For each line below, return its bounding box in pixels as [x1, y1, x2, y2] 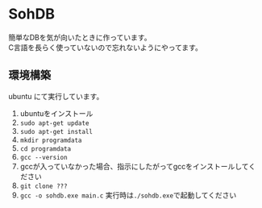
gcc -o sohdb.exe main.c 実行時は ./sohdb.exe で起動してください [19, 190, 237, 200]
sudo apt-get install [19, 127, 93, 135]
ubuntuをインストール [19, 108, 94, 118]
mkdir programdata [19, 136, 82, 144]
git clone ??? [19, 182, 68, 190]
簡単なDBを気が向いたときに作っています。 [8, 32, 152, 42]
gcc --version [19, 153, 68, 161]
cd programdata [19, 144, 72, 153]
